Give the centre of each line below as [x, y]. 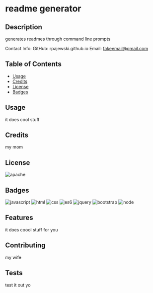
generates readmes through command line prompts [58, 39]
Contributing [25, 246]
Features [19, 218]
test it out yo [18, 285]
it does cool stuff [22, 119]
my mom [14, 147]
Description [24, 27]
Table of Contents [34, 64]
